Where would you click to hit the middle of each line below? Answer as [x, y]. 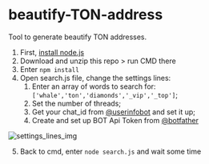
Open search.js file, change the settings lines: [95, 78]
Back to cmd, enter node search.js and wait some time [111, 151]
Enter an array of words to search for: [94, 86]
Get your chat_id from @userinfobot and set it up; [114, 112]
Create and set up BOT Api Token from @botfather [115, 120]
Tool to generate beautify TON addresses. [78, 37]
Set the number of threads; [76, 103]
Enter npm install [50, 69]
